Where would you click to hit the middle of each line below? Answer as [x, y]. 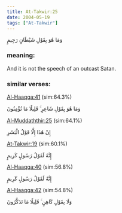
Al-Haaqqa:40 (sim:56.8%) [40, 167]
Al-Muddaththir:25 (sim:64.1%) [45, 120]
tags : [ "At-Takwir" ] [33, 23]
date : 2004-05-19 [28, 17]
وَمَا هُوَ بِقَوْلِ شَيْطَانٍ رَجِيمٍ [35, 40]
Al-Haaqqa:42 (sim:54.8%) [40, 190]
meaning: [21, 56]
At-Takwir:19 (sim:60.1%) [37, 144]
